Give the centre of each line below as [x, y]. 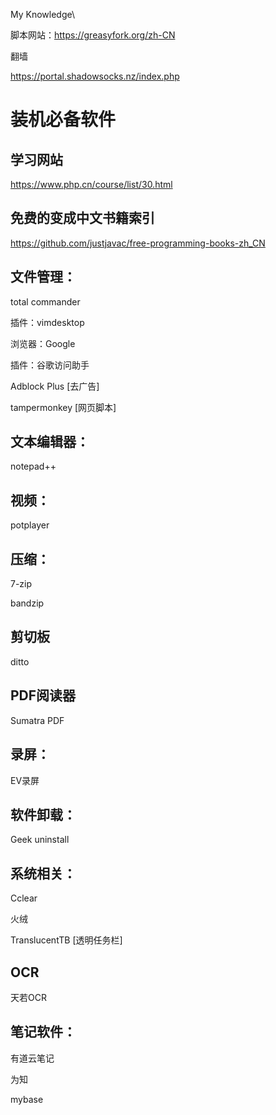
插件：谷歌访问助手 [50, 365]
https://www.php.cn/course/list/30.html [91, 184]
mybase [27, 1099]
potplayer [30, 525]
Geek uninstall [40, 840]
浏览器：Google [43, 343]
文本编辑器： [50, 442]
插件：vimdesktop [47, 322]
